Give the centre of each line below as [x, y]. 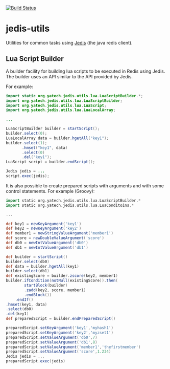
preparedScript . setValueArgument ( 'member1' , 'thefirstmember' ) [73, 347]
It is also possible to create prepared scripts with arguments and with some [85, 186]
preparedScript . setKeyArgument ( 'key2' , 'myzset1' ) [60, 333]
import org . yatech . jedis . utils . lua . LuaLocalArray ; [61, 110]
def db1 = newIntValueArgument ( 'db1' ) [47, 247]
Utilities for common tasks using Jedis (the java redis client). [69, 42]
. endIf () [24, 299]
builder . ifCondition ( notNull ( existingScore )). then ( [62, 281]
